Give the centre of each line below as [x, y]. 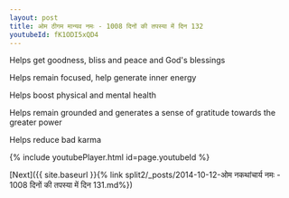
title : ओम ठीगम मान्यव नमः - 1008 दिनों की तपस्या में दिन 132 [107, 26]
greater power [36, 122]
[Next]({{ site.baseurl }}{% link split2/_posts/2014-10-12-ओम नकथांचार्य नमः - [145, 175]
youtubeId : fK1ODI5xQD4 [54, 34]
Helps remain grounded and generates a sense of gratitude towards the [143, 113]
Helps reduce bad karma [56, 140]
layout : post [34, 18]
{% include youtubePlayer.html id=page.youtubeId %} [110, 157]
